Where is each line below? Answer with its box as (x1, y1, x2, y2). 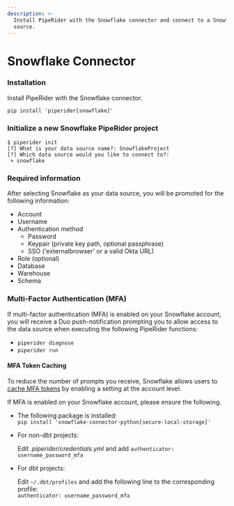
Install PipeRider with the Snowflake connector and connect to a (13, 17, 210, 24)
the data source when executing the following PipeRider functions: (7, 324, 198, 333)
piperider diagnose (17, 339, 75, 347)
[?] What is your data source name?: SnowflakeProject (7, 145, 170, 152)
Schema (17, 276, 42, 285)
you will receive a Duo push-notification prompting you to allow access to (7, 317, 218, 326)
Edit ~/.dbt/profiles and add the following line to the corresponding (17, 477, 214, 486)
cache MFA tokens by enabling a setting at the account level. (7, 384, 182, 393)
